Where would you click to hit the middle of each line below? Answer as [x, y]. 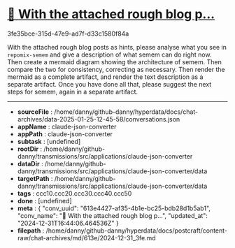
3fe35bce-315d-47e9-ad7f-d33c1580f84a [68, 34]
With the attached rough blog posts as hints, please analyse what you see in [117, 47]
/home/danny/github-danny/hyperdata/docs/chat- [126, 112]
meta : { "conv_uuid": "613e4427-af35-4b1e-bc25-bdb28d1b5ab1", [114, 208]
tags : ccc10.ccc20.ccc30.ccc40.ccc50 [74, 193]
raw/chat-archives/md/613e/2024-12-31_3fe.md [86, 238]
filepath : [31, 231]
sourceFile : [35, 112]
